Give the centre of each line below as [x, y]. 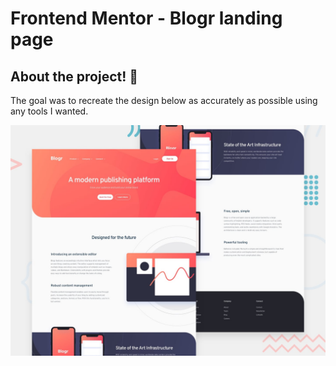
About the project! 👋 [74, 76]
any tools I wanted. [49, 111]
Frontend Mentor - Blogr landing [146, 18]
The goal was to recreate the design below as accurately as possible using [164, 100]
